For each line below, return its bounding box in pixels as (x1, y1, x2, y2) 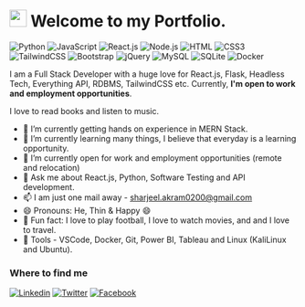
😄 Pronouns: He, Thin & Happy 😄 (22, 205, 152, 216)
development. (22, 181, 75, 192)
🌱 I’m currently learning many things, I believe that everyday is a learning (22, 132, 297, 143)
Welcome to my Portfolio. (30, 11, 226, 32)
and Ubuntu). (22, 243, 73, 255)
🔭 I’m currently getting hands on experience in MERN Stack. (22, 123, 248, 134)
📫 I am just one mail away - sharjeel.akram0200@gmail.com (22, 192, 253, 203)
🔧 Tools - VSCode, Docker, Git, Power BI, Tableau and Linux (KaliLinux (22, 234, 287, 245)
